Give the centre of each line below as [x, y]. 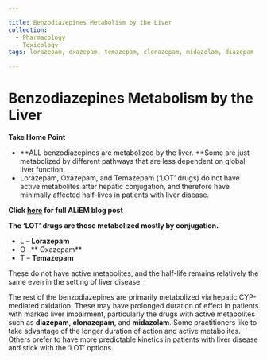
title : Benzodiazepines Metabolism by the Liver [90, 22]
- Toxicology [37, 45]
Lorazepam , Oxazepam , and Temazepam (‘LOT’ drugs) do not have [130, 178]
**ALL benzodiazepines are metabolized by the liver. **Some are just [135, 153]
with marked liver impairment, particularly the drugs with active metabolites [132, 314]
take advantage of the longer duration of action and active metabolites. [124, 331]
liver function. [42, 170]
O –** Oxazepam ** [51, 250]
